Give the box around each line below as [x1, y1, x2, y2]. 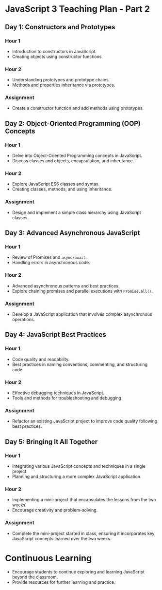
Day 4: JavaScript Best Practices [5, 330, 107, 339]
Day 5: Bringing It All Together [5, 438, 98, 446]
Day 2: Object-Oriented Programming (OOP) [5, 119, 141, 128]
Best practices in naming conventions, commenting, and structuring [12, 362, 148, 367]
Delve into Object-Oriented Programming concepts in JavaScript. [12, 152, 143, 159]
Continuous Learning [5, 552, 92, 564]
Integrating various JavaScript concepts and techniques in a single [12, 463, 146, 469]
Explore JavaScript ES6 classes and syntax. [12, 181, 100, 187]
